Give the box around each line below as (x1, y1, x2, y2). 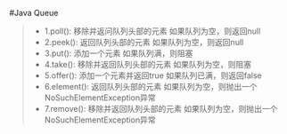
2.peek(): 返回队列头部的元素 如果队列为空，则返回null (44, 37, 244, 47)
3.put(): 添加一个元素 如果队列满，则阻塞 (44, 48, 193, 59)
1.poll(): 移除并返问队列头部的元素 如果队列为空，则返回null (44, 26, 261, 36)
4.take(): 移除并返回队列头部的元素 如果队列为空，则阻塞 (44, 59, 252, 69)
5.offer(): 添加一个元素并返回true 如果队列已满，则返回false (44, 70, 262, 81)
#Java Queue (9, 8, 59, 18)
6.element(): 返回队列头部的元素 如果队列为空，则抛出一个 (44, 82, 258, 91)
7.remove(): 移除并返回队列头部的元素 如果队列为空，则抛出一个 (44, 104, 278, 114)
